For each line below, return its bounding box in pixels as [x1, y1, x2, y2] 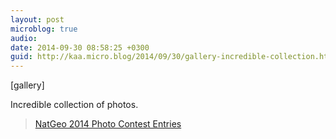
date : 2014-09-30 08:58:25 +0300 [10, 42, 150, 53]
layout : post [10, 14, 65, 25]
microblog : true [10, 24, 78, 34]
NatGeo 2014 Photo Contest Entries [34, 118, 182, 130]
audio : [10, 33, 38, 43]
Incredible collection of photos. [10, 99, 139, 111]
